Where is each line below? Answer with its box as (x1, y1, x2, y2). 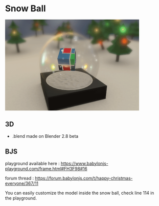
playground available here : (5, 160, 60, 166)
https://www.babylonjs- (60, 160, 109, 166)
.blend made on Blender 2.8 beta (12, 133, 79, 139)
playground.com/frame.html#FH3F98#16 (5, 165, 88, 172)
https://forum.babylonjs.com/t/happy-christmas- (35, 175, 133, 181)
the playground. (5, 195, 37, 201)
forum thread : (5, 175, 34, 181)
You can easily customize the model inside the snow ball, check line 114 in (5, 190, 154, 196)
